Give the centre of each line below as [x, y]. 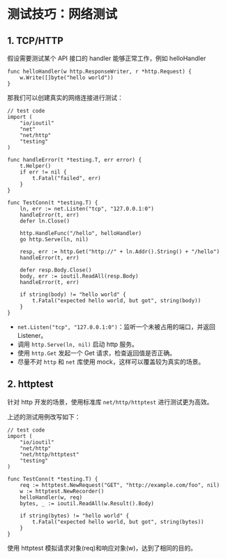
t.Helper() [36, 166]
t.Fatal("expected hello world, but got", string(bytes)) [118, 522]
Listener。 [32, 335]
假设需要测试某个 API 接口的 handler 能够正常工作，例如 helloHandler [107, 58]
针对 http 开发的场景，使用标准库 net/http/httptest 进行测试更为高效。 [110, 402]
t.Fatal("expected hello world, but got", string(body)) [116, 301]
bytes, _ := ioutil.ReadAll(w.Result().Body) [87, 503]
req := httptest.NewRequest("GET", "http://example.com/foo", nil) [120, 485]
